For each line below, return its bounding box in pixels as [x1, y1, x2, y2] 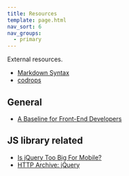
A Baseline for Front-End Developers [17, 114, 122, 122]
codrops [17, 76, 42, 84]
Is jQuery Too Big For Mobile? [17, 153, 102, 161]
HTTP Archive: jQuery [17, 161, 80, 169]
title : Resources [7, 10, 58, 17]
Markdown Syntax [17, 69, 69, 77]
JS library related [7, 135, 83, 147]
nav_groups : [7, 29, 42, 37]
